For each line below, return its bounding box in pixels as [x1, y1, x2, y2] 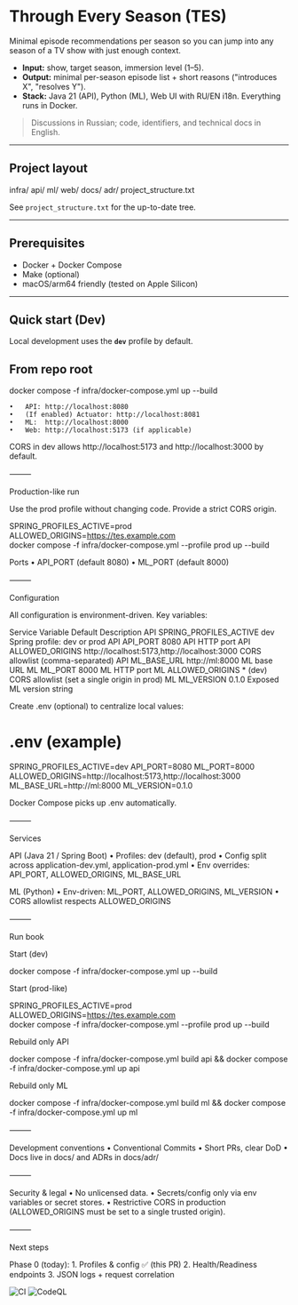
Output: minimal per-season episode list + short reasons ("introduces [21, 71, 278, 82]
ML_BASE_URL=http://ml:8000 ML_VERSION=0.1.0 [9, 781, 193, 791]
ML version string [9, 684, 74, 694]
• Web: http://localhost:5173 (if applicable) [9, 426, 192, 435]
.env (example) [9, 732, 122, 752]
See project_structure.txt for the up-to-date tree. [9, 202, 197, 212]
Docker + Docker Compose [21, 260, 122, 270]
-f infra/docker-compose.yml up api [9, 1063, 140, 1074]
